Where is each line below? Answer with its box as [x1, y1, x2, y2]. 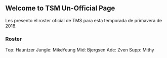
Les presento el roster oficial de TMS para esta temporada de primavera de [5, 17, 162, 23]
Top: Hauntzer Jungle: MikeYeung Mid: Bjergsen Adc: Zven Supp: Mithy [5, 47, 154, 53]
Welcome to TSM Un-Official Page [5, 4, 115, 13]
